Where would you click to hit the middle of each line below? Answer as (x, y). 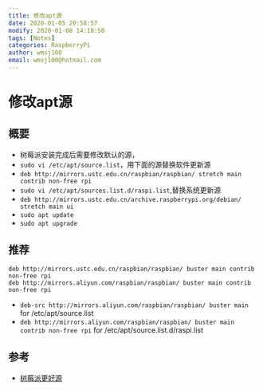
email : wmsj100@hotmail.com (55, 61)
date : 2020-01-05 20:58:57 (53, 23)
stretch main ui (47, 207)
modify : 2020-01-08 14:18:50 (57, 30)
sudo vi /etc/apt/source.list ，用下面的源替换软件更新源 (115, 164)
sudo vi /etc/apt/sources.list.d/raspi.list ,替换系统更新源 (120, 190)
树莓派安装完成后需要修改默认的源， (79, 154)
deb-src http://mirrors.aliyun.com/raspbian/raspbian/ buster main (134, 305)
